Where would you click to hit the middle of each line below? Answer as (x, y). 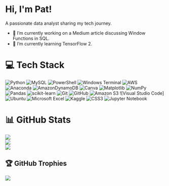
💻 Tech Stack (35, 65)
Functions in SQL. (31, 38)
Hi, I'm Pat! (29, 9)
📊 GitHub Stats (38, 120)
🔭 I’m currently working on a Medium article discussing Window (79, 33)
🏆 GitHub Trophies (36, 164)
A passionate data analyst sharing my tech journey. (59, 23)
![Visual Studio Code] (142, 93)
